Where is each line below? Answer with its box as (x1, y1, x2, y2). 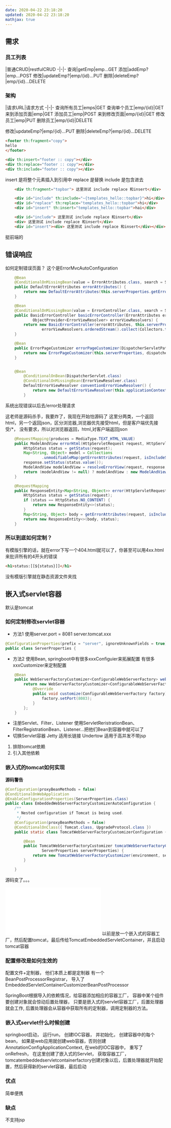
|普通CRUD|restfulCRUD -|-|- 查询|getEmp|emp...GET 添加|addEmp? (5, 66, 149, 72)
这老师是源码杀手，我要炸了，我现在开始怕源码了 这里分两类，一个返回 (5, 413, 154, 419)
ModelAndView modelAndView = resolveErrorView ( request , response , (23, 465, 167, 470)
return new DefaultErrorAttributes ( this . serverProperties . (23, 289, 152, 295)
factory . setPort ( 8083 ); (41, 696, 93, 701)
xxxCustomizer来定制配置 (12, 662, 67, 668)
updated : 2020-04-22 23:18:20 (5, 12, 70, 17)
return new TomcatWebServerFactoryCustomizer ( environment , (32, 853, 160, 858)
